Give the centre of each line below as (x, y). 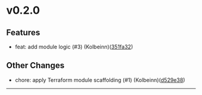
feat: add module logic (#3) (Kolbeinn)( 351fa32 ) (74, 47)
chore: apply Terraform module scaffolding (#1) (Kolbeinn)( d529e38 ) (100, 80)
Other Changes (35, 65)
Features (23, 33)
